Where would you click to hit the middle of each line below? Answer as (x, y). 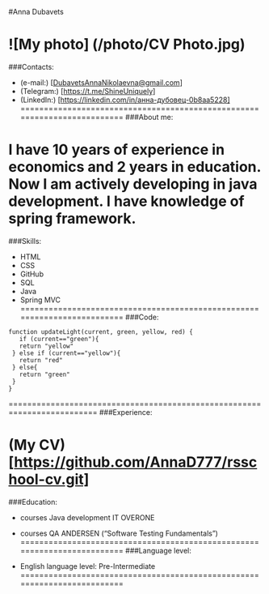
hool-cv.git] (49, 479)
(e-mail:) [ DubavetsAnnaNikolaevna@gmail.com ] (101, 82)
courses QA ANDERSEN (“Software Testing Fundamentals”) (119, 533)
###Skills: (25, 241)
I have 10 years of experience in (116, 150)
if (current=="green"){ (59, 339)
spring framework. (72, 219)
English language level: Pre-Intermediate (88, 566)
